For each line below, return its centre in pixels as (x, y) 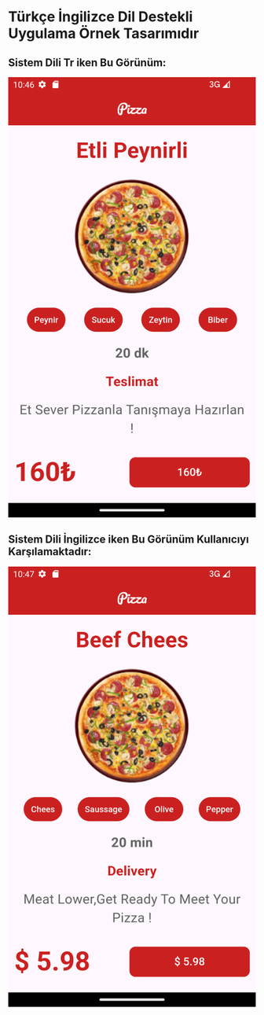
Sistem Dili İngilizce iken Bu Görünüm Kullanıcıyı (128, 540)
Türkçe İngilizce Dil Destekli (101, 17)
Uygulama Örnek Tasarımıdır (104, 33)
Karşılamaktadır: (50, 552)
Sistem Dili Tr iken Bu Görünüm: (87, 63)
